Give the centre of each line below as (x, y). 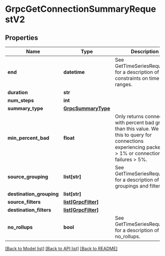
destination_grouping (33, 194)
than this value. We (137, 129)
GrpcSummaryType (87, 108)
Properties (22, 38)
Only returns (129, 116)
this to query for (133, 135)
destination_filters (29, 210)
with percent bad (134, 123)
